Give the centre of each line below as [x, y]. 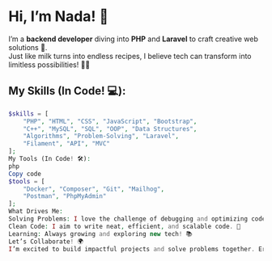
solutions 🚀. [28, 47]
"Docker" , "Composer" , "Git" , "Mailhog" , [93, 189]
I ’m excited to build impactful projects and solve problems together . [132, 249]
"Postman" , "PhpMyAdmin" [65, 196]
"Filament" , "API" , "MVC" [67, 144]
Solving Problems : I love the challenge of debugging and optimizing [128, 219]
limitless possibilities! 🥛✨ [49, 65]
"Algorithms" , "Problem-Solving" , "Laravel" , [101, 137]
